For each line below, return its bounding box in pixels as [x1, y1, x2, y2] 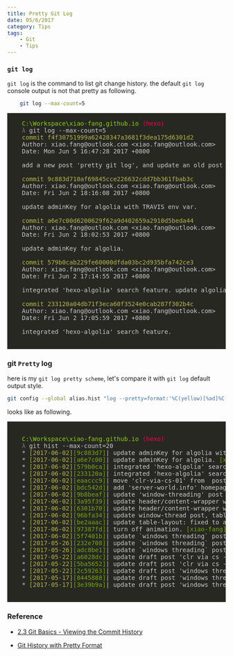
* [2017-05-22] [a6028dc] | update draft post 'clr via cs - [21, 553, 227, 561]
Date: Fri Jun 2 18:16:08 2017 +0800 [21, 189, 150, 197]
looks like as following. [7, 407, 72, 417]
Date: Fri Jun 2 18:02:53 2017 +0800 [21, 230, 150, 239]
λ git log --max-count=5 [21, 126, 106, 135]
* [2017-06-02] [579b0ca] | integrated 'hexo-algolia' [21, 463, 205, 471]
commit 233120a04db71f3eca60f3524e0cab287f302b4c [21, 300, 194, 308]
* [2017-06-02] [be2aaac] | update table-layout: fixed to [21, 519, 220, 526]
